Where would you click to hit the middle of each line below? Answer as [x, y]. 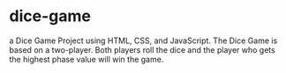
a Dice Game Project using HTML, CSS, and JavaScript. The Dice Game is [143, 40]
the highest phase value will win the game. [87, 59]
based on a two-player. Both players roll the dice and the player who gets [142, 49]
